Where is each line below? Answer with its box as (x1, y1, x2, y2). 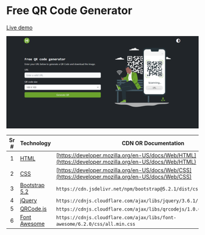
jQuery (20, 197, 37, 204)
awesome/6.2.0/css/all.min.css (56, 221, 135, 228)
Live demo (6, 24, 33, 31)
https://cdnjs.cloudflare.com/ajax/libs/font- (56, 215, 177, 221)
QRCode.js (20, 205, 47, 212)
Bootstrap (20, 181, 45, 189)
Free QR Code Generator (6, 4, 132, 18)
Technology (20, 140, 51, 147)
